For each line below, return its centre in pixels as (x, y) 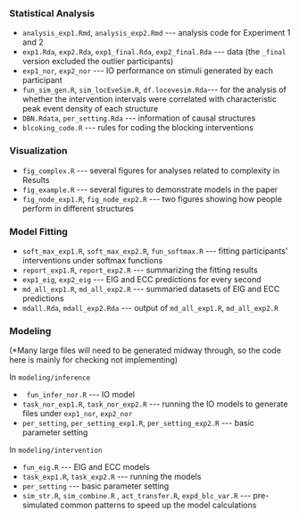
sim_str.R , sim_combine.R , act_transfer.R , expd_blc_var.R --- (137, 496)
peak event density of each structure (90, 109)
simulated (40, 505)
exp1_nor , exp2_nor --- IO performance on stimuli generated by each (148, 71)
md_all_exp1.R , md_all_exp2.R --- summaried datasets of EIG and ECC (151, 289)
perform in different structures (78, 208)
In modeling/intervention (56, 450)
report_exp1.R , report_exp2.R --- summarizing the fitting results (140, 270)
